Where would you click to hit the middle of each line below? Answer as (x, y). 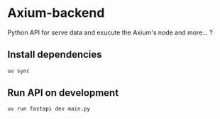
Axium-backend (56, 13)
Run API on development (63, 93)
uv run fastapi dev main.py (49, 109)
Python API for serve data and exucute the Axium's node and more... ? (110, 32)
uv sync (19, 71)
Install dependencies (55, 55)
